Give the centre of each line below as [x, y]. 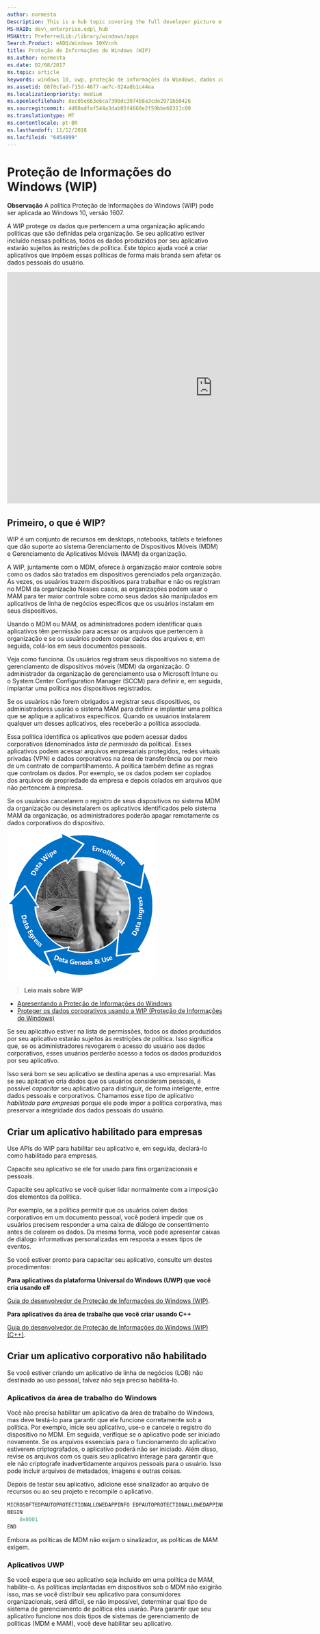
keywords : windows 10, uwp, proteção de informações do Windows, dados [111, 80]
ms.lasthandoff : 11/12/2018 [47, 130]
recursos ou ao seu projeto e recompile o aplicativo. [80, 1491]
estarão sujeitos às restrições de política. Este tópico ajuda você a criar [107, 248]
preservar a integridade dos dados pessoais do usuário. [86, 1110]
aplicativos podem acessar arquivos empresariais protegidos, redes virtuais [114, 751]
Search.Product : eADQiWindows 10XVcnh [62, 44]
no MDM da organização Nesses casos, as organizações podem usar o [108, 589]
